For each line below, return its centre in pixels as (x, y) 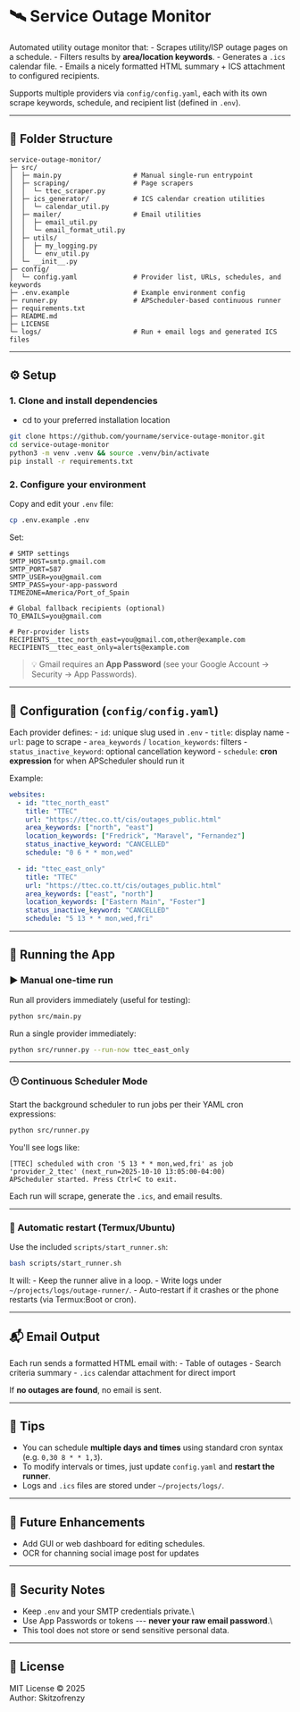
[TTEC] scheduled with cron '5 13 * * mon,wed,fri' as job (121, 1164)
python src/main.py (46, 1016)
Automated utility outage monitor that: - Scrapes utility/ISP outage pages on (149, 47)
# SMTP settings (39, 554)
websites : (28, 794)
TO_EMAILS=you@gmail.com (55, 617)
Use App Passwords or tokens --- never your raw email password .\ (147, 1621)
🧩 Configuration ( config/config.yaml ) (114, 711)
